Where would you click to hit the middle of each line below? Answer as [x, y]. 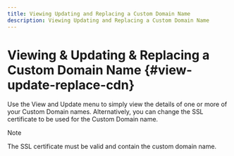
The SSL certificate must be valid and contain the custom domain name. [112, 147]
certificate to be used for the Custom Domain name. [83, 119]
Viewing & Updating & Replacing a [109, 55]
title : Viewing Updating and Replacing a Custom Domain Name [99, 14]
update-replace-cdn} [71, 85]
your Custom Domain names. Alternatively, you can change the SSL [105, 112]
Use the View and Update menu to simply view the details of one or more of [117, 104]
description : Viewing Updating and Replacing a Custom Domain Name [109, 20]
